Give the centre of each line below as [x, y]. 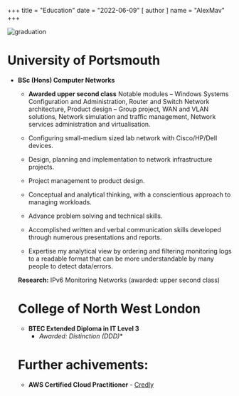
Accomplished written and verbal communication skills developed [125, 229]
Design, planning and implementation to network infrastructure [120, 159]
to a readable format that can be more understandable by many [121, 259]
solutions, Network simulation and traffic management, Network [122, 116]
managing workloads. [60, 202]
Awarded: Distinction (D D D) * [81, 336]
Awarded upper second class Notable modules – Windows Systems [128, 94]
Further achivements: [83, 365]
